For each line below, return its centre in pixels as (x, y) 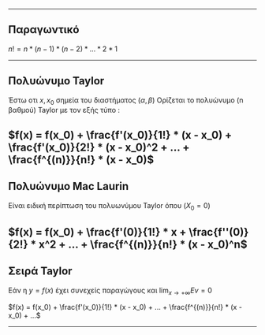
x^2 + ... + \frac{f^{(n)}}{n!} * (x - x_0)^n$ (143, 244)
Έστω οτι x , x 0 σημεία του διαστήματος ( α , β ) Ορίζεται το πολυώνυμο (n (126, 101)
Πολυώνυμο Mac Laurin (69, 186)
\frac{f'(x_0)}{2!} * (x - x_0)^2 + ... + (99, 147)
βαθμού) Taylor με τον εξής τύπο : (64, 110)
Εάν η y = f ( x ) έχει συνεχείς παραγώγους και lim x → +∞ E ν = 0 (110, 291)
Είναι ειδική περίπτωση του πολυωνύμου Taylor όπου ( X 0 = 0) (109, 206)
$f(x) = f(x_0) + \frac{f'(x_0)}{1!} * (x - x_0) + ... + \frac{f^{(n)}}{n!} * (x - (125, 307)
